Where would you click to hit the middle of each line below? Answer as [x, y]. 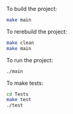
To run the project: [30, 60]
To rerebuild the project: [37, 31]
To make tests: [25, 83]
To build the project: [32, 9]
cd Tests [17, 94]
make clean [20, 43]
